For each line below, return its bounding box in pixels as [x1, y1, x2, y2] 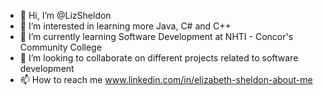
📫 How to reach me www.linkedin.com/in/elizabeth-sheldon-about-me [19, 74, 313, 85]
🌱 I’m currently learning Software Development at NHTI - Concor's [19, 31, 294, 42]
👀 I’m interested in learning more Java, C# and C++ [19, 20, 232, 32]
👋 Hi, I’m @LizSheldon [19, 10, 112, 21]
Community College [19, 41, 102, 53]
